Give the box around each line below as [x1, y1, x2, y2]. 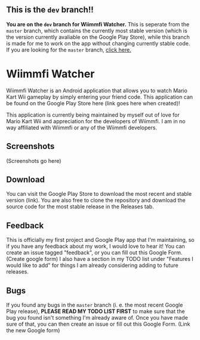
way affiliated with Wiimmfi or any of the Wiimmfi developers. [6, 124, 157, 131]
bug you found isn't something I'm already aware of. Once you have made [6, 314, 188, 321]
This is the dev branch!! [6, 5, 94, 15]
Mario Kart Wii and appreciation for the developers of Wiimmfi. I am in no [6, 117, 186, 125]
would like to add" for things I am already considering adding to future [6, 262, 179, 269]
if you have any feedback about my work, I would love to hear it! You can [6, 242, 185, 250]
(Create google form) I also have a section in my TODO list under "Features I [6, 256, 193, 263]
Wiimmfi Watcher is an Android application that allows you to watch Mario [6, 87, 188, 94]
